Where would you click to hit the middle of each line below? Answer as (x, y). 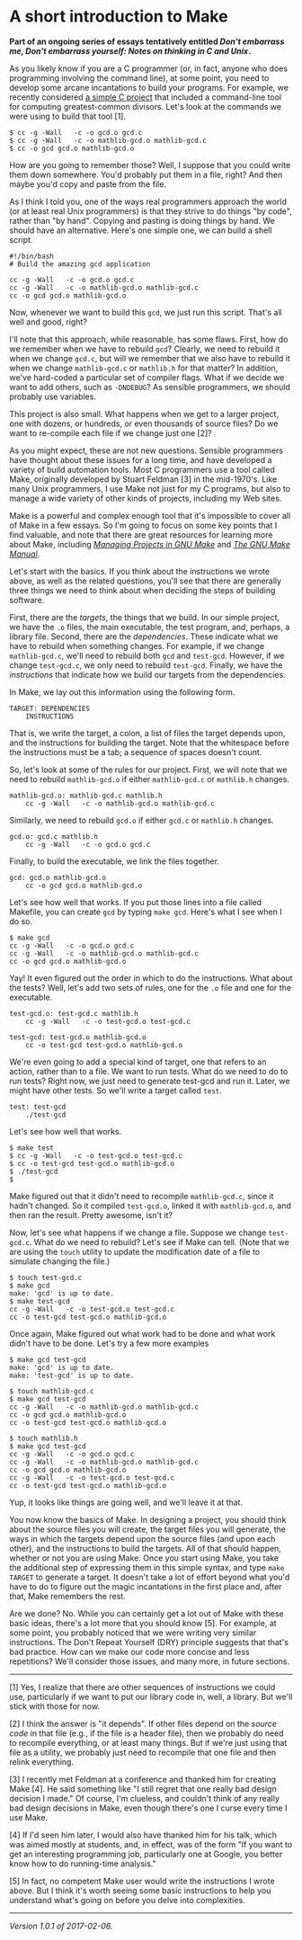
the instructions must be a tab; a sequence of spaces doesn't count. (136, 752)
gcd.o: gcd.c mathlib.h (54, 837)
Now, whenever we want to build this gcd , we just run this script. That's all (146, 312)
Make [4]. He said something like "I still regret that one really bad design (143, 1789)
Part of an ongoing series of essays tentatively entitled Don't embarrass (147, 41)
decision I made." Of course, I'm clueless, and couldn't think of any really (145, 1798)
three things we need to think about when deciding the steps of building (142, 590)
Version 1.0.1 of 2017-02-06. (61, 1926)
